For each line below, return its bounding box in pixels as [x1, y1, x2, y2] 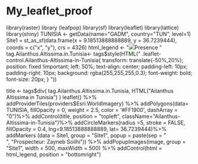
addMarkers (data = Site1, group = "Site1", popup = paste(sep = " [6, 132, 166, 139]
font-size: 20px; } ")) [6, 75, 57, 83]
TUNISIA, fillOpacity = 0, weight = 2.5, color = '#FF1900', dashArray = [6, 106, 178, 113]
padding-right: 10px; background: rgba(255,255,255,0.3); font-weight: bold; [6, 69, 193, 76]
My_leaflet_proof [6, 4, 93, 18]
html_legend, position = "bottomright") [6, 151, 102, 158]
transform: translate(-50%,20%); [102, 56, 184, 63]
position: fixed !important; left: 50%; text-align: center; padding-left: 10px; [6, 63, 188, 70]
